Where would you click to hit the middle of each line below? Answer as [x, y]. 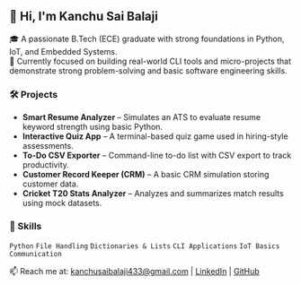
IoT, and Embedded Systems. [64, 51]
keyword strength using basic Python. [93, 127]
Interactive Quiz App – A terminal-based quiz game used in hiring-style [155, 136]
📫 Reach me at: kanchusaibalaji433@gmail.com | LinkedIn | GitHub [135, 272]
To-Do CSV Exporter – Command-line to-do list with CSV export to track [157, 155]
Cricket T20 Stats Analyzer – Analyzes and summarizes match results [153, 194]
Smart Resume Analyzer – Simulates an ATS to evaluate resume [142, 117]
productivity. [46, 165]
